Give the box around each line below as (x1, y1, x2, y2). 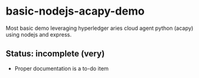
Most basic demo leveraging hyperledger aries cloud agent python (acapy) (5, 24, 194, 32)
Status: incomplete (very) (5, 49, 105, 59)
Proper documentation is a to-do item (14, 65, 109, 72)
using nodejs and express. (5, 30, 72, 38)
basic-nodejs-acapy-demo (5, 4, 145, 18)
